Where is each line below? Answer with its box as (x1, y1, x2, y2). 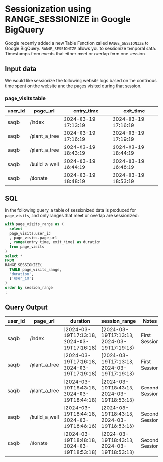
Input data (5, 65, 37, 73)
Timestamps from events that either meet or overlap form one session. (5, 50, 147, 56)
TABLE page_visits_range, (9, 267, 62, 272)
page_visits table (5, 95, 46, 102)
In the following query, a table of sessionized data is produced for (5, 207, 136, 213)
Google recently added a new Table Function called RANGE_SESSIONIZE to (5, 40, 149, 46)
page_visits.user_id (9, 231, 51, 236)
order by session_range (5, 285, 53, 290)
